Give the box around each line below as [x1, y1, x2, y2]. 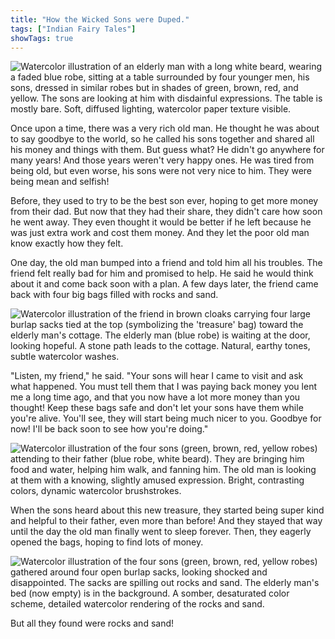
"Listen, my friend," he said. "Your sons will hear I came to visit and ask [10, 370, 304, 382]
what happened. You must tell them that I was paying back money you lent [10, 381, 317, 393]
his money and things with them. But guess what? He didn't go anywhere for [10, 144, 325, 156]
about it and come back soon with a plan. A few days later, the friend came [10, 278, 319, 290]
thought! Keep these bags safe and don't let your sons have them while [10, 402, 304, 414]
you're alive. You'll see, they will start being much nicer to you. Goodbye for [10, 412, 322, 425]
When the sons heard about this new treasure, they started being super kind [10, 504, 325, 516]
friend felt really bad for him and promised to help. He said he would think [10, 267, 314, 280]
